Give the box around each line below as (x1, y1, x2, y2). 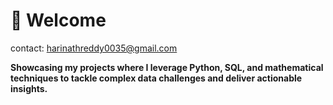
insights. (10, 82, 48, 94)
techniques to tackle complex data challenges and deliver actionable (10, 72, 303, 84)
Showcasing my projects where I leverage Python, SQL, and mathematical (10, 61, 324, 73)
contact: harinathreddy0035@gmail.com (10, 42, 178, 54)
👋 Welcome (10, 9, 107, 32)
